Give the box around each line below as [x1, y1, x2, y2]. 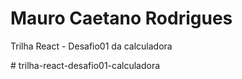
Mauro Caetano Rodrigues [10, 7, 233, 30]
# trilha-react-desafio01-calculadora [10, 59, 161, 71]
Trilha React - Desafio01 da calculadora [10, 40, 173, 52]
